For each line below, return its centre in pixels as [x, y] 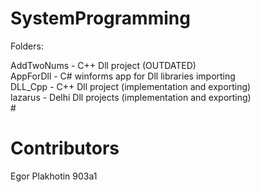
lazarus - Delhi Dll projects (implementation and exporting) [131, 97]
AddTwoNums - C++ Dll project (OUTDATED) [103, 65]
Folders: [27, 46]
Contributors [65, 148]
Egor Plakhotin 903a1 [54, 176]
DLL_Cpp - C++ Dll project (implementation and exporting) [131, 86]
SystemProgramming [100, 18]
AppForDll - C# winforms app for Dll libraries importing [123, 76]
